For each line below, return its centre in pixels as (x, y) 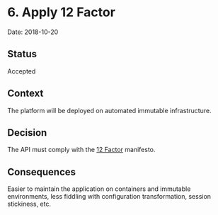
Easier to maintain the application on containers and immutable (99, 189)
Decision (27, 133)
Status (22, 54)
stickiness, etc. (29, 204)
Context (25, 94)
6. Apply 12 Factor (61, 12)
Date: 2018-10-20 (33, 32)
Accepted (22, 71)
